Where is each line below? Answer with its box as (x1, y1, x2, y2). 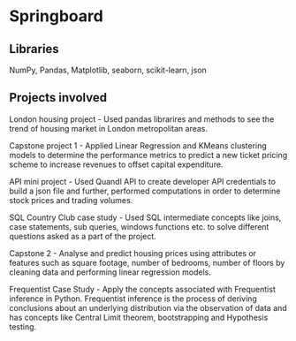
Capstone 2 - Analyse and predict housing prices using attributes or (9, 247, 257, 258)
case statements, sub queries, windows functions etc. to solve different (9, 221, 269, 231)
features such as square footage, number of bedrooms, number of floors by (9, 257, 285, 268)
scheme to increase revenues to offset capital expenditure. (9, 159, 224, 170)
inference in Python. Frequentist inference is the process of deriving (9, 293, 258, 304)
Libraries (9, 42, 59, 57)
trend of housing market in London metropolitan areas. (9, 123, 209, 133)
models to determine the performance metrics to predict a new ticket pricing (9, 149, 288, 160)
